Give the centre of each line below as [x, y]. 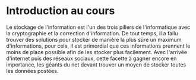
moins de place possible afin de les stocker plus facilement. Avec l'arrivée [97, 52]
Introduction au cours [61, 11]
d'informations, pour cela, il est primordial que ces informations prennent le [98, 46]
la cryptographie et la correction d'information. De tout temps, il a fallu [92, 33]
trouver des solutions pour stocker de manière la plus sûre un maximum [94, 39]
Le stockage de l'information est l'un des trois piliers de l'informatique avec [98, 27]
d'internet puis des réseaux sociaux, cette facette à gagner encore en [91, 58]
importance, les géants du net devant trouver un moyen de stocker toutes [96, 64]
